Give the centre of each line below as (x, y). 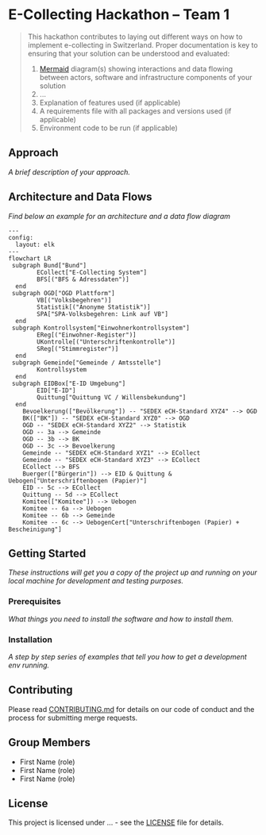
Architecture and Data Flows (80, 197)
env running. (29, 665)
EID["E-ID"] (57, 391)
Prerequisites (35, 602)
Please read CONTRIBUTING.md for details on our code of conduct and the (131, 709)
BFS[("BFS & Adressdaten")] (83, 279)
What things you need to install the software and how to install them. (121, 619)
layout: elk (35, 244)
